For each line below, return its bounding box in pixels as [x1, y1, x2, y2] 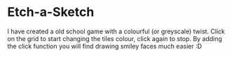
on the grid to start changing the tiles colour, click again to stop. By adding [7, 34, 223, 42]
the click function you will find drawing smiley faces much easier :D [7, 42, 202, 50]
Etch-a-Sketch [7, 4, 95, 20]
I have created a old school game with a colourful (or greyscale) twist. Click [7, 27, 226, 35]
